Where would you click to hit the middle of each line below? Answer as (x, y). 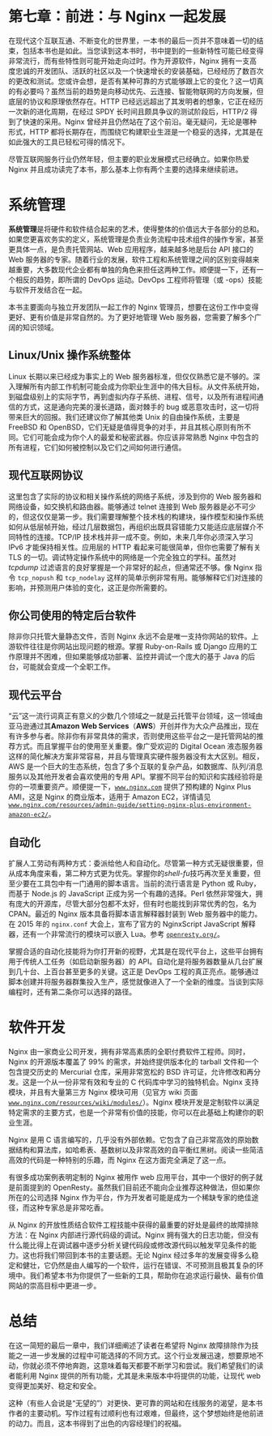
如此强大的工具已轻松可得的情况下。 (69, 142)
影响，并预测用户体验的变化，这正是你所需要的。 (90, 588)
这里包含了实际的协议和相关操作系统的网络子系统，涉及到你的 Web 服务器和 (135, 496)
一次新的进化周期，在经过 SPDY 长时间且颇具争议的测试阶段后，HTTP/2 (128, 111)
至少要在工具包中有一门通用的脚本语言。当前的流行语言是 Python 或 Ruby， (134, 883)
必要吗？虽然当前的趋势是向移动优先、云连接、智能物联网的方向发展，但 (143, 91)
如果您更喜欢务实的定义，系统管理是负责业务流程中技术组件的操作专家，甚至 (136, 239)
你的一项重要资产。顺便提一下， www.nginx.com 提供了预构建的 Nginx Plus (130, 787)
